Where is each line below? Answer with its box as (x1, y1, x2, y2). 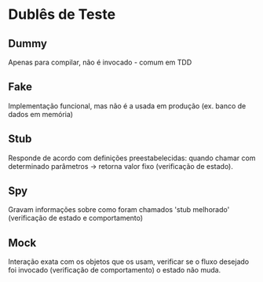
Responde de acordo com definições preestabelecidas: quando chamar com (8, 153, 256, 163)
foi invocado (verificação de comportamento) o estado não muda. (8, 266, 221, 275)
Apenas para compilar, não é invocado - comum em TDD (8, 57, 192, 67)
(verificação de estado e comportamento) (8, 214, 144, 223)
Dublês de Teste (8, 5, 116, 24)
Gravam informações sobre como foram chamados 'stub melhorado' (8, 205, 230, 214)
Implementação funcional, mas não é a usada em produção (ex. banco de (8, 101, 247, 111)
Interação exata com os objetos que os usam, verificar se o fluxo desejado (8, 257, 250, 266)
